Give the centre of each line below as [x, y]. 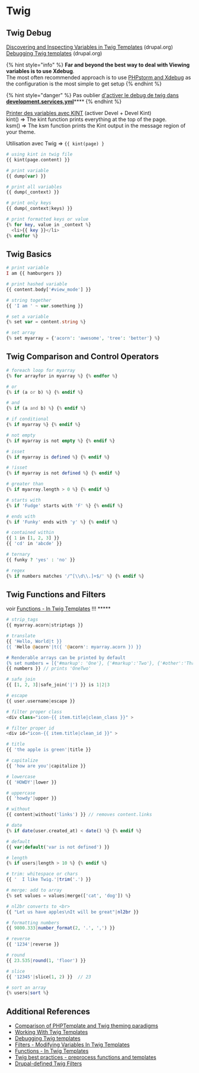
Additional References [48, 1012]
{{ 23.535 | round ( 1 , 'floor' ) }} [46, 960]
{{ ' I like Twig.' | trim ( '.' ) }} [49, 880]
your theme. [21, 132]
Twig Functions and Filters [56, 594]
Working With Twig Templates [51, 1032]
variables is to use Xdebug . [40, 71]
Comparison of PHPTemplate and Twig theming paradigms [86, 1026]
